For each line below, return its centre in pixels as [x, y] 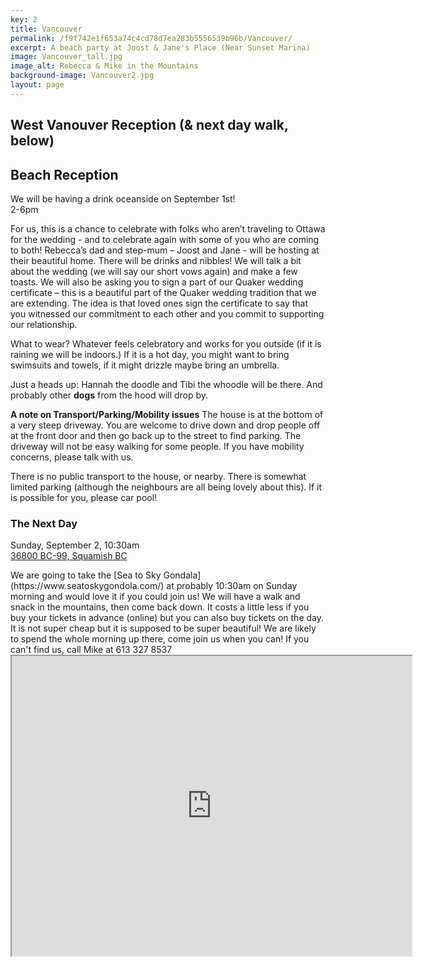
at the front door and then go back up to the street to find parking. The [156, 435]
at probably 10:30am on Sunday [232, 586]
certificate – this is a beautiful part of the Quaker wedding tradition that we [163, 292]
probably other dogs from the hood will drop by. [109, 395]
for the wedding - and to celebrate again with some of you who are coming [165, 239]
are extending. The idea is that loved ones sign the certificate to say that [159, 303]
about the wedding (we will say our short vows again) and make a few [154, 271]
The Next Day [44, 523]
